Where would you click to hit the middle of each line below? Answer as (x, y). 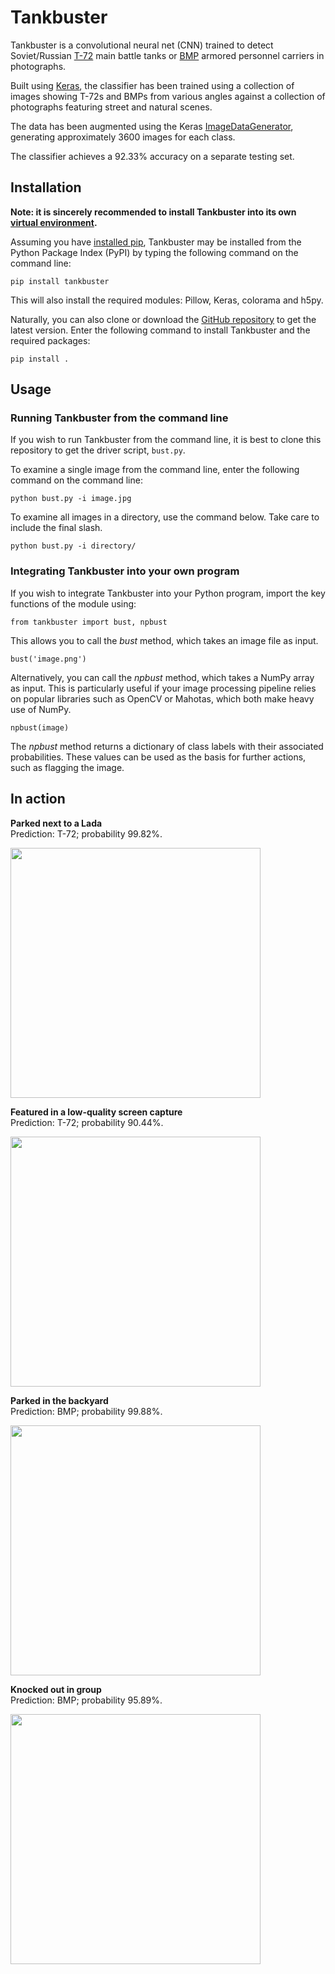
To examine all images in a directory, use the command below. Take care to (165, 517)
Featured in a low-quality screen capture (96, 1112)
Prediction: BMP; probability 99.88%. (86, 1411)
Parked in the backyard (59, 1400)
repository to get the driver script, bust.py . (98, 450)
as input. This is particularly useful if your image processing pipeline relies (163, 688)
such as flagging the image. (67, 767)
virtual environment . (54, 222)
